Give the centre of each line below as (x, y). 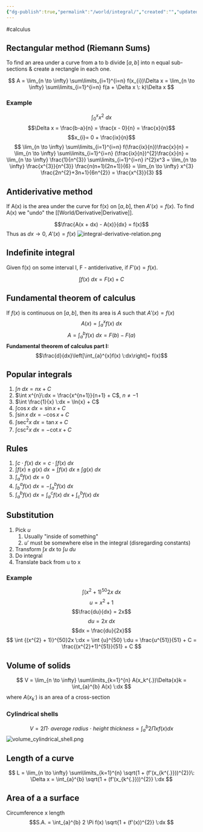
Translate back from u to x (48, 562)
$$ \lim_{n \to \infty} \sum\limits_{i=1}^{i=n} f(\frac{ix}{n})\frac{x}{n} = (101, 147)
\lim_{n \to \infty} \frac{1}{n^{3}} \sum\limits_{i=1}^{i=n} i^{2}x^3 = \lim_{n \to (101, 160)
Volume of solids (38, 665)
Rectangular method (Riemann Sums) (78, 48)
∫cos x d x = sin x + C (40, 408)
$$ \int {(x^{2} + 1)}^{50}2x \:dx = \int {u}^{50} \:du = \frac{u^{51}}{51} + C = (101, 640)
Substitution (30, 515)
